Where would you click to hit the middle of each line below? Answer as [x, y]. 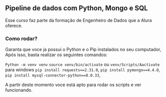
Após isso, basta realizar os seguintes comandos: [56, 55]
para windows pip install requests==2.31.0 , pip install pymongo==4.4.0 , [82, 70]
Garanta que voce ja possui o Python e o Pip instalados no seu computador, [83, 49]
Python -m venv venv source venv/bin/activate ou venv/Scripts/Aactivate [82, 64]
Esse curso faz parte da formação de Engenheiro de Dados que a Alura [78, 20]
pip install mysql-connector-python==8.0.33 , [53, 75]
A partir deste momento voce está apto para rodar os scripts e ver [73, 85]
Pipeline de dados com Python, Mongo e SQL [77, 8]
